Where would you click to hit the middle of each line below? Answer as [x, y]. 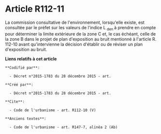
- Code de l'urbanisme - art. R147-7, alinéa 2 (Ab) [64, 127]
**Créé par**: [19, 84]
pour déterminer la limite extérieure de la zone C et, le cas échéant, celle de [80, 34]
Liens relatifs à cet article [31, 59]
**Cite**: [15, 101]
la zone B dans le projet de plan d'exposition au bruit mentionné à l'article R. [81, 39]
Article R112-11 [35, 9]
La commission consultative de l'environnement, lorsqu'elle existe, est [75, 22]
